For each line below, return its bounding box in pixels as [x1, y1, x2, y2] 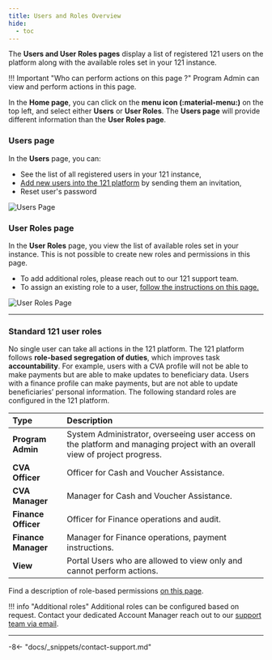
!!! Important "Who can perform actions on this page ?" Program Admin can [8, 74, 260, 83]
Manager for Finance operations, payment [66, 532, 227, 543]
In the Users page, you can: [8, 153, 101, 163]
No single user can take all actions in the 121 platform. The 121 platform [8, 344, 244, 354]
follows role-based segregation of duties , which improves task [8, 353, 220, 363]
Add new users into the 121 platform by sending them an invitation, [19, 177, 242, 187]
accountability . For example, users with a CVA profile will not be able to [8, 361, 249, 371]
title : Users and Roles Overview [8, 11, 121, 20]
